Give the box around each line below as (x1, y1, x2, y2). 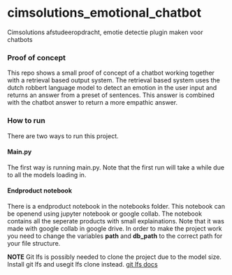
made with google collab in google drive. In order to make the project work (7, 224, 222, 232)
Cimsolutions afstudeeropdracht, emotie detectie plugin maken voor (7, 28, 203, 36)
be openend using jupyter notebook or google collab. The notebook (7, 209, 203, 218)
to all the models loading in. (7, 170, 87, 179)
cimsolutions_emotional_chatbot (7, 5, 202, 21)
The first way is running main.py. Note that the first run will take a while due (7, 163, 225, 172)
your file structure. (7, 239, 61, 247)
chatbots (7, 35, 33, 43)
